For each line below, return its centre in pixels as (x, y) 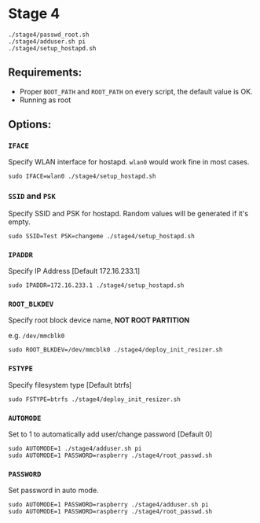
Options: (30, 125)
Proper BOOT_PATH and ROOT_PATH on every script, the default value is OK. (136, 91)
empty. (20, 222)
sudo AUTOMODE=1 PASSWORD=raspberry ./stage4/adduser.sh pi (109, 505)
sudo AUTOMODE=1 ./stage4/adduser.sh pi (75, 448)
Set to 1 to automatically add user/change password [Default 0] (110, 434)
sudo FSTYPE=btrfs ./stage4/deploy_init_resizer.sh (94, 399)
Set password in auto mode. (54, 490)
